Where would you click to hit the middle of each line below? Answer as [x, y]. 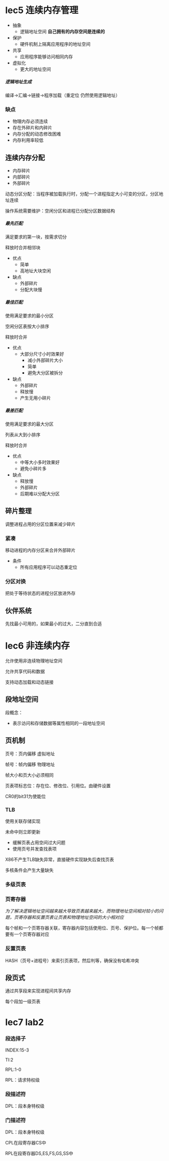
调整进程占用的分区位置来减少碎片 [40, 524]
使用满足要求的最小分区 [29, 315]
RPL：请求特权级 [23, 1080]
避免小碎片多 [33, 468]
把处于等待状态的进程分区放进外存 [40, 593]
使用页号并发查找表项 [34, 849]
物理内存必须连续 [30, 122]
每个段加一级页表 [23, 1001]
